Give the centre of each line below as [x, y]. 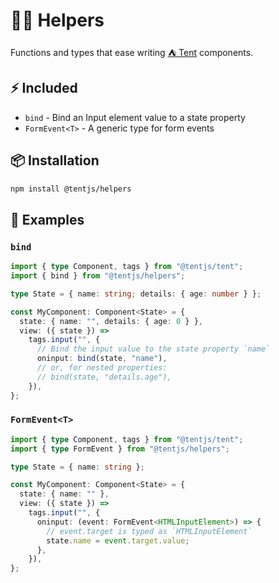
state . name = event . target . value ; [118, 540]
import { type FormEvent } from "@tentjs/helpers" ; [120, 449]
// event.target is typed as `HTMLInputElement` [149, 531]
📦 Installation [55, 160]
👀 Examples [47, 219]
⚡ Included [44, 88]
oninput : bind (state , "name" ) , [102, 359]
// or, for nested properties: [102, 368]
